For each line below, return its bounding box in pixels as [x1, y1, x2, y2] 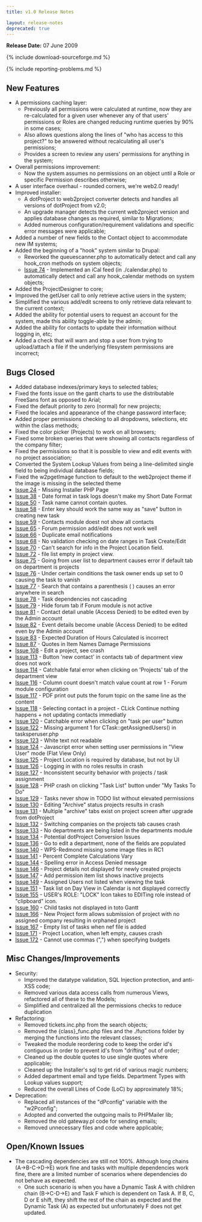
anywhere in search [14, 589, 65, 596]
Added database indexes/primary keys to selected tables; [14, 384, 159, 390]
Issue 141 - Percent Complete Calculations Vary [14, 852, 133, 860]
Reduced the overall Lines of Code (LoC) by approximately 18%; [24, 1085, 183, 1093]
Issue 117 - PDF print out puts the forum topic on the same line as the [14, 692, 186, 699]
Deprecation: [14, 1091, 48, 1099]
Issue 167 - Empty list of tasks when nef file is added [14, 923, 147, 930]
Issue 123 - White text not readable [14, 737, 103, 744]
